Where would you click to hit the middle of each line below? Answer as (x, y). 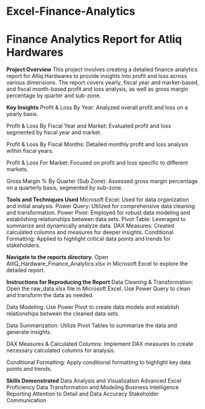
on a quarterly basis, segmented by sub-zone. (65, 188)
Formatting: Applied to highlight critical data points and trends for (89, 239)
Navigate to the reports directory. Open (58, 257)
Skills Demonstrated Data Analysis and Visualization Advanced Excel (94, 381)
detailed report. (26, 270)
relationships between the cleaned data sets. (63, 314)
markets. (17, 169)
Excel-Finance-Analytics (71, 11)
